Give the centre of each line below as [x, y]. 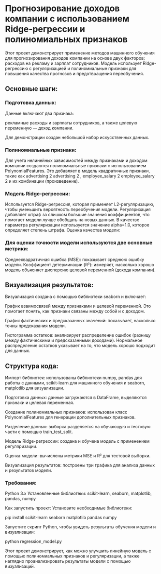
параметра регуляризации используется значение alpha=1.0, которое [77, 225]
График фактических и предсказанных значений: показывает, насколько [80, 321]
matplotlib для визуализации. [35, 388]
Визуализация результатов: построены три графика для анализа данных [80, 465]
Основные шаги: [31, 89]
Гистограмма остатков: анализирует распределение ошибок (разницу [78, 335]
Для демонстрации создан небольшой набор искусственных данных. [77, 137]
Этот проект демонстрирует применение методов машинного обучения [80, 53]
